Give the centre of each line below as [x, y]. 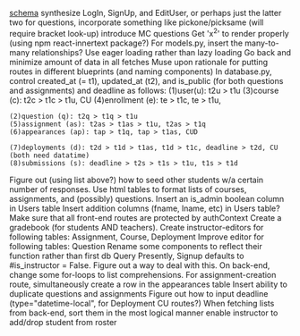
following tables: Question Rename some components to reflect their [136, 246]
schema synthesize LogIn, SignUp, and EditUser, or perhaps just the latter [146, 13]
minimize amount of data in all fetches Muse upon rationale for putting [139, 62]
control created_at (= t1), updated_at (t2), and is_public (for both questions [146, 80]
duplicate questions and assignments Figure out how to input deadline [139, 293]
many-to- [262, 43]
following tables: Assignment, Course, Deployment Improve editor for [137, 237]
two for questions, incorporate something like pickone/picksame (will [137, 22]
